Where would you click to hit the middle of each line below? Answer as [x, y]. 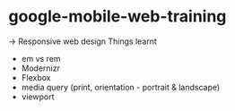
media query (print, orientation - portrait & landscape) [121, 87]
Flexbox [36, 77]
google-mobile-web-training [117, 17]
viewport [38, 97]
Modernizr [40, 68]
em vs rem [41, 58]
